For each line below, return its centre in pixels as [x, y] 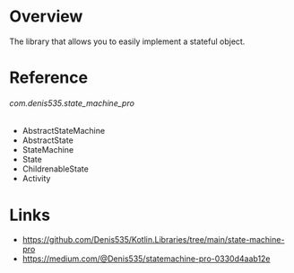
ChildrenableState [56, 169]
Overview [46, 17]
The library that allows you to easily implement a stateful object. [127, 41]
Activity [36, 179]
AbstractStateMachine [64, 131]
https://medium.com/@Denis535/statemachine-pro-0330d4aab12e [146, 259]
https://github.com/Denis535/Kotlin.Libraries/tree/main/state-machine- [153, 240]
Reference [48, 78]
